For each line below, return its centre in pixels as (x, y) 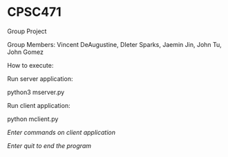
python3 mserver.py (36, 92)
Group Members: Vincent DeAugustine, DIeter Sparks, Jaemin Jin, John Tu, (115, 44)
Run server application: (40, 78)
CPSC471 (35, 12)
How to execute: (30, 65)
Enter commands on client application (61, 132)
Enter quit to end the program (49, 145)
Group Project (27, 31)
